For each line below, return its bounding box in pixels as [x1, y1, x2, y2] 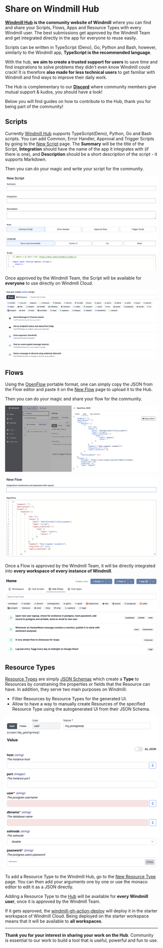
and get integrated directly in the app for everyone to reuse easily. [5, 35, 137, 41]
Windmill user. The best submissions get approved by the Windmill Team [5, 30, 150, 35]
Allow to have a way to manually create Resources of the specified [12, 701, 146, 707]
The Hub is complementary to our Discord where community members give [5, 84, 157, 89]
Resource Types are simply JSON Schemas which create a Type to [5, 676, 139, 682]
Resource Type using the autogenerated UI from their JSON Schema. [12, 706, 150, 712]
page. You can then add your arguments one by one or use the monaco [5, 879, 148, 885]
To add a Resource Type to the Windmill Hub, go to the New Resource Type [5, 874, 156, 880]
